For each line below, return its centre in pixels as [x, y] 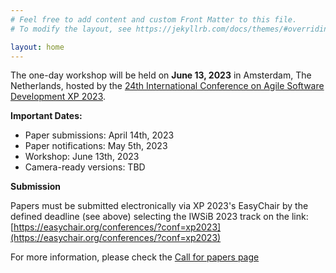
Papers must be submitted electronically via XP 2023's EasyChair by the [159, 206]
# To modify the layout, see [71, 29]
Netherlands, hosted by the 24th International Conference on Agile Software [167, 86]
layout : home [37, 47]
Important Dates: [46, 116]
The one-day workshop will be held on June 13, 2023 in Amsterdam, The [161, 75]
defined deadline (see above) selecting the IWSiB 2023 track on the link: [159, 217]
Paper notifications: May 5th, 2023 [96, 146]
